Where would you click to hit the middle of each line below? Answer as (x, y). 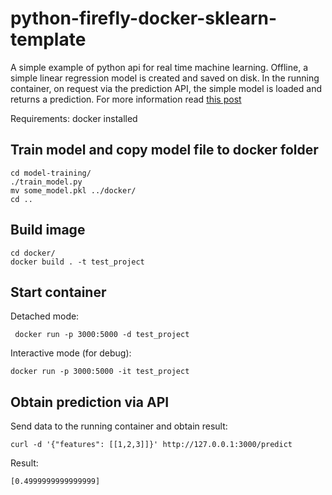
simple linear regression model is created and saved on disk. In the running (165, 78)
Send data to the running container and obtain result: (119, 426)
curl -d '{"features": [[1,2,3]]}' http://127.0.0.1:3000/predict (151, 445)
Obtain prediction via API (90, 402)
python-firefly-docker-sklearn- (144, 18)
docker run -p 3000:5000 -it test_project (100, 372)
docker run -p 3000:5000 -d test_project (102, 335)
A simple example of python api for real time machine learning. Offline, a (159, 67)
